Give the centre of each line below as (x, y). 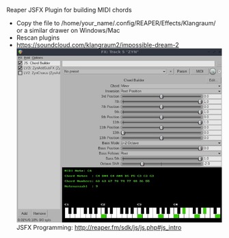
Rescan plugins (38, 38)
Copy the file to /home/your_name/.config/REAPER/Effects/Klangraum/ (116, 23)
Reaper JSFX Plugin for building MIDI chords (69, 10)
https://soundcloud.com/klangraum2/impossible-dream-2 (97, 45)
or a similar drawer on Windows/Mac (68, 30)
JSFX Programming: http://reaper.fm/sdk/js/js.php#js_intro (99, 228)
